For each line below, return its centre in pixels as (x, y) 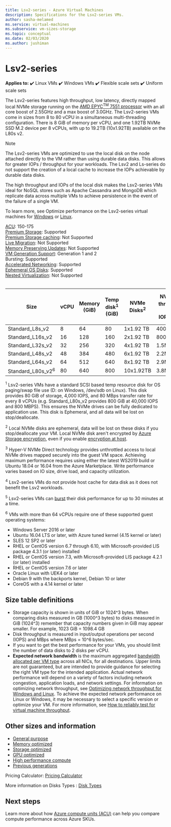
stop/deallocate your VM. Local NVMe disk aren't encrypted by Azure (78, 433)
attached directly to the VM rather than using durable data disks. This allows (85, 159)
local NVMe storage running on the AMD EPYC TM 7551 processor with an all (85, 106)
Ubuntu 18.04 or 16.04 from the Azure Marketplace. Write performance (79, 466)
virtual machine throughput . (42, 710)
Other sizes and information (50, 726)
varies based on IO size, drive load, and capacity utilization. (68, 471)
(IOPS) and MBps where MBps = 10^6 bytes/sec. (64, 640)
